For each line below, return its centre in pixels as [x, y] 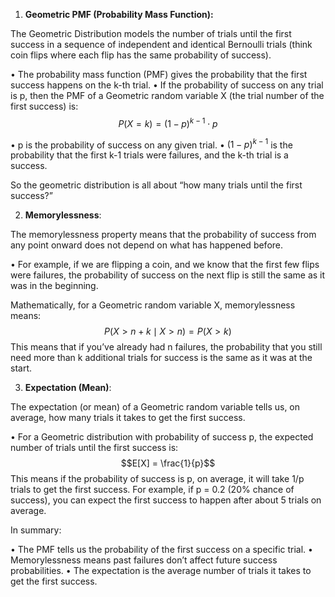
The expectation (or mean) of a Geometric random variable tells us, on [155, 407]
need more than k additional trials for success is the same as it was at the [161, 358]
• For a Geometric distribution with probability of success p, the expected [162, 437]
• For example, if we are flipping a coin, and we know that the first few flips [165, 265]
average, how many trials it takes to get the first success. [128, 418]
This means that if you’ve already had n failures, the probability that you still [166, 347]
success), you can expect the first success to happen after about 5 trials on [166, 500]
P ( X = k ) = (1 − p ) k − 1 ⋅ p [168, 122]
